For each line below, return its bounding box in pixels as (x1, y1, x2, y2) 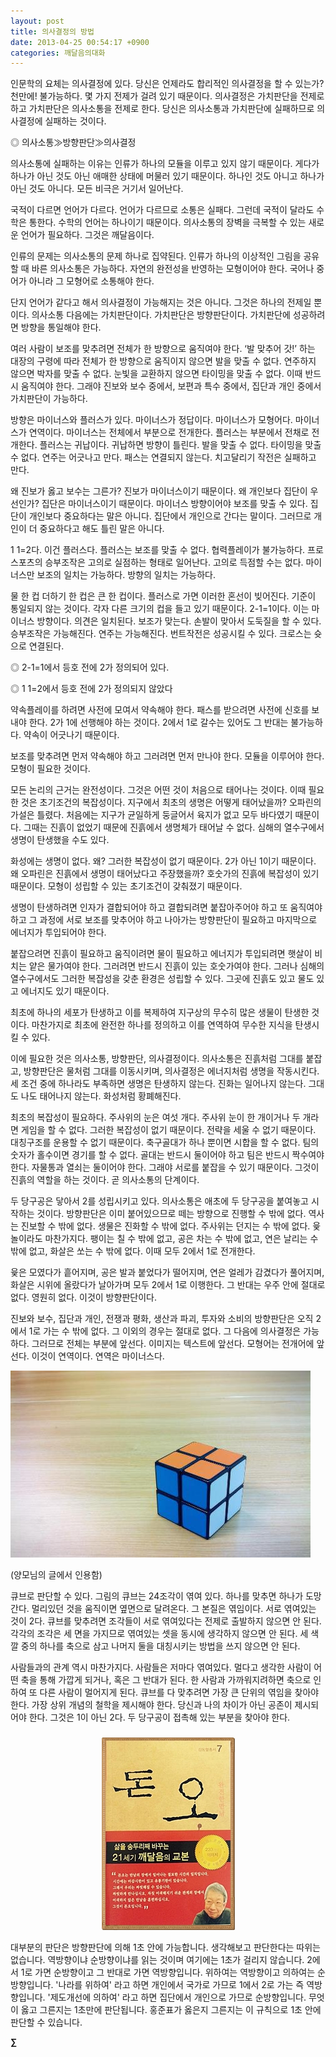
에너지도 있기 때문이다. (20, 985, 110, 997)
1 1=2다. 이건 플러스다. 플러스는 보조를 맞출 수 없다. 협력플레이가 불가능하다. (10, 544, 306, 556)
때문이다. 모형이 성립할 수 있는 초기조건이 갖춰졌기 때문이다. (10, 880, 243, 892)
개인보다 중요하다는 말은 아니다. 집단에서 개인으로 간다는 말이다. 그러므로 (28, 510, 312, 522)
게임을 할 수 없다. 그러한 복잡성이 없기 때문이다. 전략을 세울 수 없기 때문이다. (20, 1124, 317, 1136)
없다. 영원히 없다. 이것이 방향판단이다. (10, 1291, 157, 1304)
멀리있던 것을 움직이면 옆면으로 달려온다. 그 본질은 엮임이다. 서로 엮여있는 (31, 1603, 317, 1615)
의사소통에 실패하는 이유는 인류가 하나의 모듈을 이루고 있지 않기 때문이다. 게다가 (10, 158, 320, 170)
